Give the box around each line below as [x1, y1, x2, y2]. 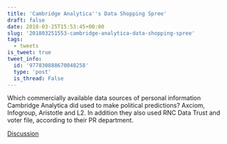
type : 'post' [13, 68, 52, 75]
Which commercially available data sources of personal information [7, 94, 201, 102]
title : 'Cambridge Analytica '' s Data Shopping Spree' [7, 10, 168, 17]
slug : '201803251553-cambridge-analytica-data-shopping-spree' [7, 29, 196, 37]
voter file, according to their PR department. [7, 116, 134, 125]
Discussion [7, 129, 39, 138]
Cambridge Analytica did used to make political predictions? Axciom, [7, 102, 205, 110]
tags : [7, 36, 23, 43]
